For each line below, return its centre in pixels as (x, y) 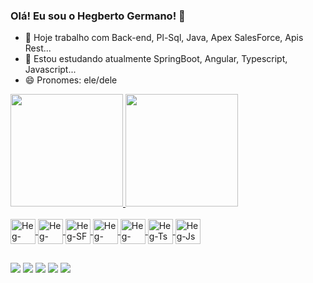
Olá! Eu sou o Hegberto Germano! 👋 (98, 16)
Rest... (38, 48)
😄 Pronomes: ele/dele (71, 80)
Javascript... (50, 70)
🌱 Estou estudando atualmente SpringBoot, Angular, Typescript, (156, 59)
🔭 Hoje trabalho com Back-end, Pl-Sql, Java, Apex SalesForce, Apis (164, 38)
